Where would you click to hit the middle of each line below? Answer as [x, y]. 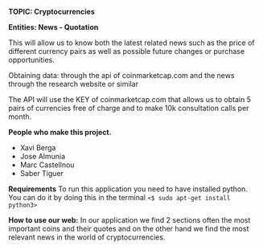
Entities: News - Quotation [53, 27]
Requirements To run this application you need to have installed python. [128, 189]
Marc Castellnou [47, 165]
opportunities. [31, 60]
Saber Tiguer [42, 173]
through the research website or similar [74, 84]
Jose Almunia [43, 156]
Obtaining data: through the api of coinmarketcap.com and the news [121, 75]
